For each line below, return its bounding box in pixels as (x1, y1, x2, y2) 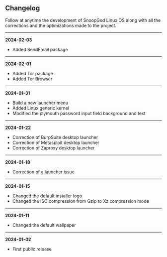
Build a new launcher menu (12, 100, 69, 106)
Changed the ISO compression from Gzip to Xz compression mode (12, 198, 149, 204)
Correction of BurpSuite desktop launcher (12, 134, 98, 140)
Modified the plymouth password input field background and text (12, 110, 146, 116)
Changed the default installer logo (12, 193, 83, 199)
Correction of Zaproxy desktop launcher (12, 144, 95, 151)
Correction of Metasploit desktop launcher (12, 139, 99, 145)
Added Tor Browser (12, 76, 53, 82)
